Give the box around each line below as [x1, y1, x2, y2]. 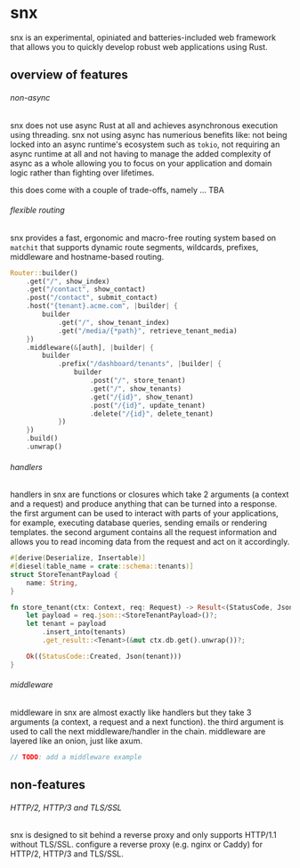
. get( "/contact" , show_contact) [26, 285, 146, 294]
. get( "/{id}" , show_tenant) [89, 393, 194, 402]
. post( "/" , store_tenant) [89, 377, 186, 385]
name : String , [26, 578, 78, 588]
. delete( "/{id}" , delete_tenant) [89, 409, 215, 418]
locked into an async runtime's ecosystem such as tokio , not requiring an [10, 139, 280, 150]
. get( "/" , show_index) [26, 277, 110, 286]
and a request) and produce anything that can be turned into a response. [10, 499, 278, 509]
